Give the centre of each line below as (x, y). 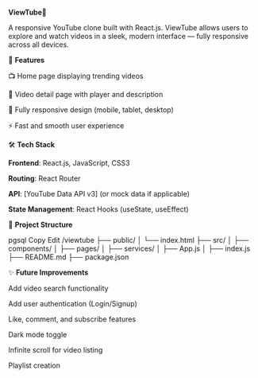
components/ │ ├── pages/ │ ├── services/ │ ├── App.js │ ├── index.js (129, 248)
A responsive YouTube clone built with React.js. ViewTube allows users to (128, 27)
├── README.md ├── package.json (69, 257)
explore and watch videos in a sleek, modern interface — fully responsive (128, 36)
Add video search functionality (58, 288)
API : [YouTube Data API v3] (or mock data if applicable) (99, 194)
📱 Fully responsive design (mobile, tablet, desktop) (91, 110)
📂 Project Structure (40, 224)
